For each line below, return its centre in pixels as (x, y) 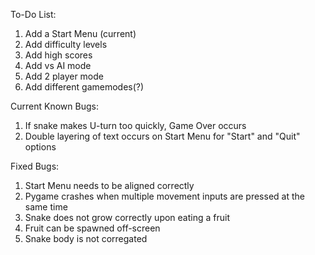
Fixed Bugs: (35, 166)
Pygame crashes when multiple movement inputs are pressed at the (164, 196)
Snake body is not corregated (86, 238)
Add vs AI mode (58, 65)
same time (46, 207)
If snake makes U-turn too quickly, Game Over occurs (135, 125)
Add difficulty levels (66, 44)
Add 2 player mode (64, 76)
